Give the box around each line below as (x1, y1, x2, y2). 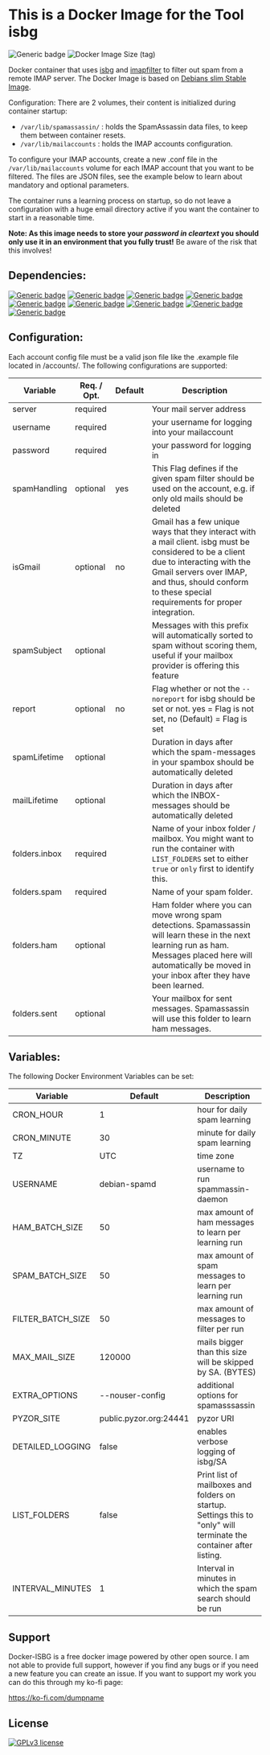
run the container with (151, 842, 235, 854)
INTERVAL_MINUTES (12, 1583, 92, 1594)
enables (196, 1426, 227, 1437)
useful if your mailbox (151, 649, 234, 661)
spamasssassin (196, 1400, 256, 1411)
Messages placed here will (151, 950, 253, 961)
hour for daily (196, 1104, 247, 1115)
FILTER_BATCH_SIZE (12, 1313, 91, 1324)
